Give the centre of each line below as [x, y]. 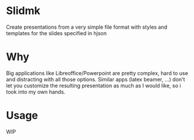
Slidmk [23, 11]
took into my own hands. [36, 91]
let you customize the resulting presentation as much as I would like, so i [93, 86]
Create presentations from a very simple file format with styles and [87, 27]
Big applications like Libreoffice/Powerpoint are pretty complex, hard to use [97, 73]
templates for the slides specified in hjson [57, 33]
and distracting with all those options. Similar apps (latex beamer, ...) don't [96, 79]
